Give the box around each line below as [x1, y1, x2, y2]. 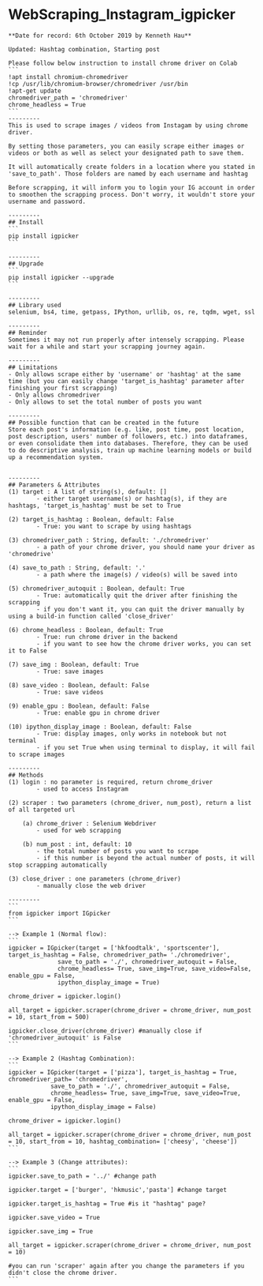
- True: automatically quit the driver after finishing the [36, 591, 238, 600]
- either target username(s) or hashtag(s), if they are [36, 494, 227, 502]
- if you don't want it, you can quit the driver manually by [36, 605, 245, 613]
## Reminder [8, 329, 47, 337]
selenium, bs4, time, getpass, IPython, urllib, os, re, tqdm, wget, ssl [8, 308, 256, 316]
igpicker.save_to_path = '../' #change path [8, 1171, 157, 1180]
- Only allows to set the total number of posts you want [8, 397, 202, 406]
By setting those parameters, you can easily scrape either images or [8, 142, 245, 150]
